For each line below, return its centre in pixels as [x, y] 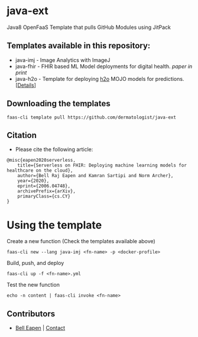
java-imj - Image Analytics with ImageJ [63, 60]
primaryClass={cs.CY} [44, 197]
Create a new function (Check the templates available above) [81, 241]
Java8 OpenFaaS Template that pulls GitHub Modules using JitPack [89, 27]
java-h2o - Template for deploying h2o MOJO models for [85, 78]
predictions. [170, 78]
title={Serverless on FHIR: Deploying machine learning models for [102, 166]
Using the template [54, 225]
